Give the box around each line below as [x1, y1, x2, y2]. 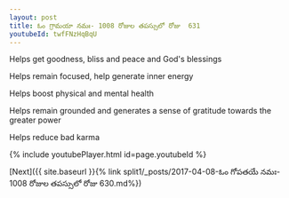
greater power [9, 115, 61, 125]
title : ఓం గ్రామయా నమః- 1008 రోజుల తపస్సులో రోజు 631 [9, 21, 201, 30]
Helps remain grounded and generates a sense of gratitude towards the [9, 106, 272, 116]
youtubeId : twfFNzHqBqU [9, 29, 98, 38]
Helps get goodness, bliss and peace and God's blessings [9, 54, 222, 65]
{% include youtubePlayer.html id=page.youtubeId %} [9, 149, 207, 160]
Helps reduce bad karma [9, 132, 100, 143]
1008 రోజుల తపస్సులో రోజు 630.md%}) [9, 178, 142, 189]
